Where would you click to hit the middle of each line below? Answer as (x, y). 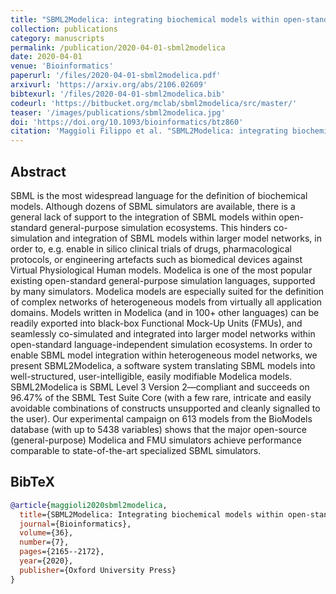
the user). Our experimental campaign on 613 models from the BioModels (161, 418)
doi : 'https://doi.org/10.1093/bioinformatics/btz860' (127, 122)
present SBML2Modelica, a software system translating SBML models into (163, 365)
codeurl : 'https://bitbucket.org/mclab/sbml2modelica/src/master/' (154, 103)
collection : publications (64, 29)
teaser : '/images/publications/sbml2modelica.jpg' (118, 112)
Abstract (38, 171)
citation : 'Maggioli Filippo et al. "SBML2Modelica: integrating (149, 131)
